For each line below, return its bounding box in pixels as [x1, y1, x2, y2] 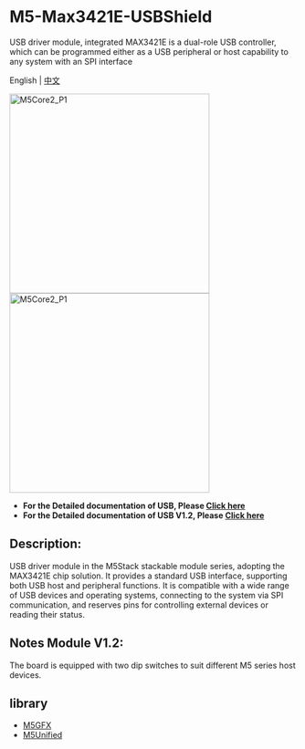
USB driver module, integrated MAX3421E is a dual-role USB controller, [9, 36, 277, 47]
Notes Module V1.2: [9, 636, 124, 651]
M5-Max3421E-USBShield [9, 6, 213, 27]
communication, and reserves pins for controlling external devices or [9, 599, 269, 610]
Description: [9, 536, 82, 552]
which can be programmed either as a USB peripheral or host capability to [9, 46, 289, 57]
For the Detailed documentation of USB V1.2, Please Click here [22, 509, 265, 521]
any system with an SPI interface [9, 56, 133, 67]
